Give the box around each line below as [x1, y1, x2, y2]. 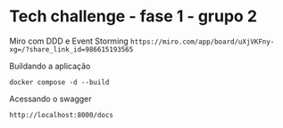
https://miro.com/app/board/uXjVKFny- [130, 37, 275, 46]
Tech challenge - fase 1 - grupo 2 [9, 6, 257, 27]
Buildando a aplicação [9, 60, 91, 71]
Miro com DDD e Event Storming [9, 36, 129, 46]
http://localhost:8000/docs [9, 110, 114, 119]
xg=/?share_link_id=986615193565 [9, 44, 134, 54]
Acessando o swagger [9, 93, 92, 104]
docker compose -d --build [9, 77, 110, 86]
